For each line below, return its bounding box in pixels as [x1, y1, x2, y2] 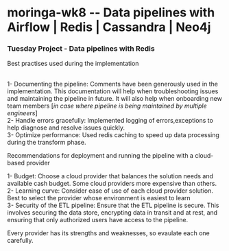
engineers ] [7, 109, 38, 117]
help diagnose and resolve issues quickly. [7, 123, 125, 132]
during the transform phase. [7, 139, 86, 147]
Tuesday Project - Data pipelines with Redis [7, 44, 156, 53]
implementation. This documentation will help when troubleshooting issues [7, 87, 219, 95]
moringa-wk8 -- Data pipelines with [7, 5, 215, 21]
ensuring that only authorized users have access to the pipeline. [7, 216, 189, 224]
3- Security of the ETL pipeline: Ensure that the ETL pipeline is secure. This [7, 201, 219, 210]
